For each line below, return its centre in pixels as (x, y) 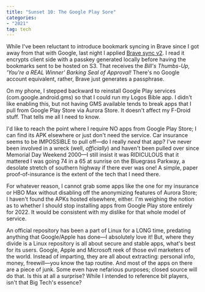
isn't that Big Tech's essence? (44, 283)
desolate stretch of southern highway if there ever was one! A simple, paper (102, 168)
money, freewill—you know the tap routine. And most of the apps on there (99, 263)
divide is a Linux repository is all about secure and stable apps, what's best (101, 244)
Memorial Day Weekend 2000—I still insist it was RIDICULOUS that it (93, 155)
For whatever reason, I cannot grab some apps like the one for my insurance (102, 186)
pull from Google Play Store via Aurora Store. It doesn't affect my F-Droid (99, 110)
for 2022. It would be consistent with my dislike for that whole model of (96, 212)
